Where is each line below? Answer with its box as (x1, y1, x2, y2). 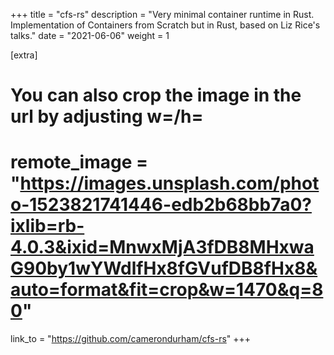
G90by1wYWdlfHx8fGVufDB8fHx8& (10, 257, 318, 280)
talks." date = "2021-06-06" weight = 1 (10, 30, 170, 41)
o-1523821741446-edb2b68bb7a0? (10, 194, 312, 216)
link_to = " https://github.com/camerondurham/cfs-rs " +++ (10, 333, 252, 345)
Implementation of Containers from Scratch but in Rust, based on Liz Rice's (10, 19, 321, 31)
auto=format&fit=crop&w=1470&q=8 (10, 279, 324, 301)
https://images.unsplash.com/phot (19, 172, 320, 195)
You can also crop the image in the (10, 84, 302, 107)
